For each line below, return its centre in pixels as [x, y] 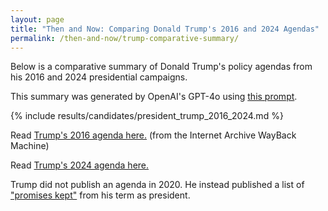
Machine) [30, 146]
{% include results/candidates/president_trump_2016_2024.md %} [147, 116]
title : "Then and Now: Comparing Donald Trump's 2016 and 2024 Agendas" [165, 29]
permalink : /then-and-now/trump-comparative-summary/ [125, 38]
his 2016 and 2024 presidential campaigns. [99, 77]
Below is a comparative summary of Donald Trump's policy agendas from [161, 67]
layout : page [37, 19]
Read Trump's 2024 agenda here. [80, 165]
